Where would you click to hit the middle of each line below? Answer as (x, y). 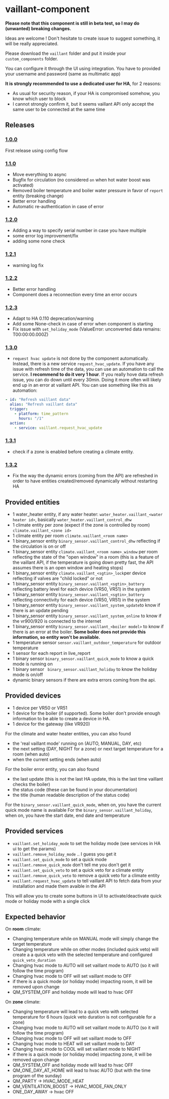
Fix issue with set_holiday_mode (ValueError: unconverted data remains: (87, 329)
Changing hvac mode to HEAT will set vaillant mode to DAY (73, 1044)
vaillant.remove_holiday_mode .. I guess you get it (64, 854)
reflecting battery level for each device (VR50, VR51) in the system (81, 589)
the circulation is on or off (39, 546)
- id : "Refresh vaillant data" (38, 400)
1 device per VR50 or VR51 (40, 708)
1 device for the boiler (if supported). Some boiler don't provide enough (86, 713)
